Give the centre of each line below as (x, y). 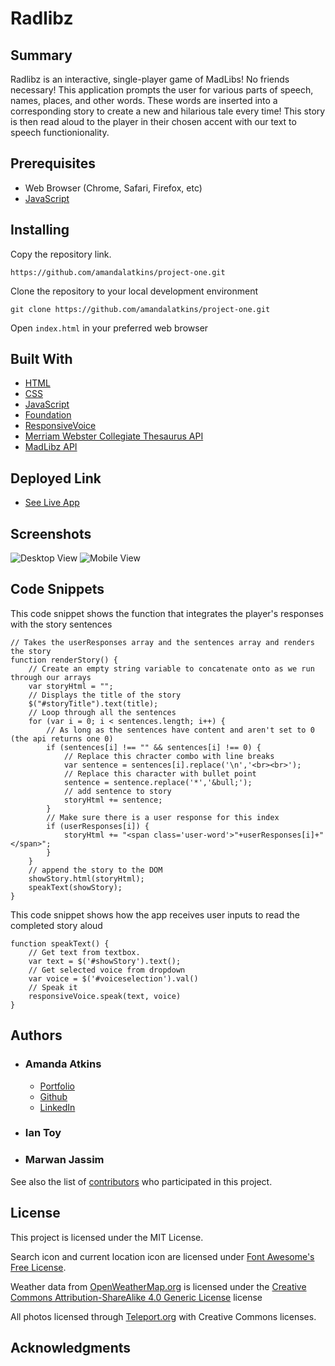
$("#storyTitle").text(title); (93, 703)
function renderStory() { (64, 660)
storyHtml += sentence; (113, 800)
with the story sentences (61, 624)
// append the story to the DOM (95, 870)
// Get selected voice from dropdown (107, 970)
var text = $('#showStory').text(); (105, 961)
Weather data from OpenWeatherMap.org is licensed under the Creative (158, 1286)
